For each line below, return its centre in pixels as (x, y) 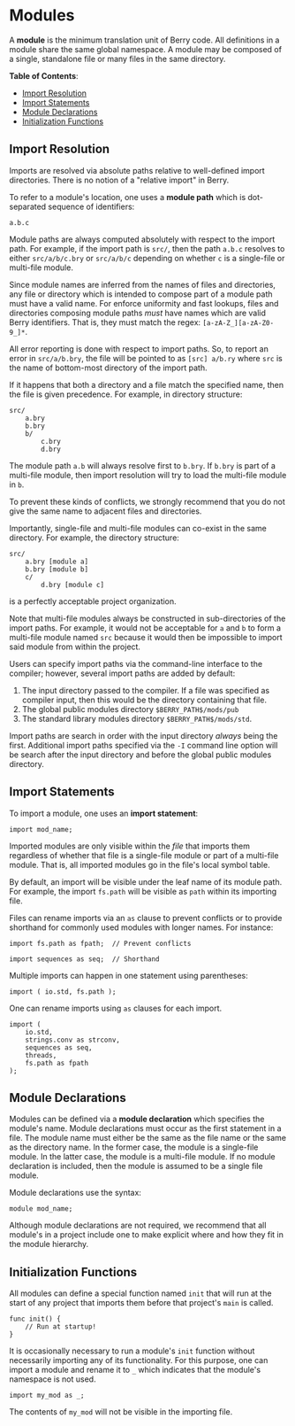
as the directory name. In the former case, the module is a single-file (134, 1147)
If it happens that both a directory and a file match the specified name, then (147, 384)
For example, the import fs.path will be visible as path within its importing (143, 891)
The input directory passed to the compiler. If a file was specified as (146, 690)
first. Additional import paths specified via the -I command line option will (144, 745)
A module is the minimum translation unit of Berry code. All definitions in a (144, 40)
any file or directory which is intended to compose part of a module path (141, 294)
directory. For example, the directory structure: (94, 538)
